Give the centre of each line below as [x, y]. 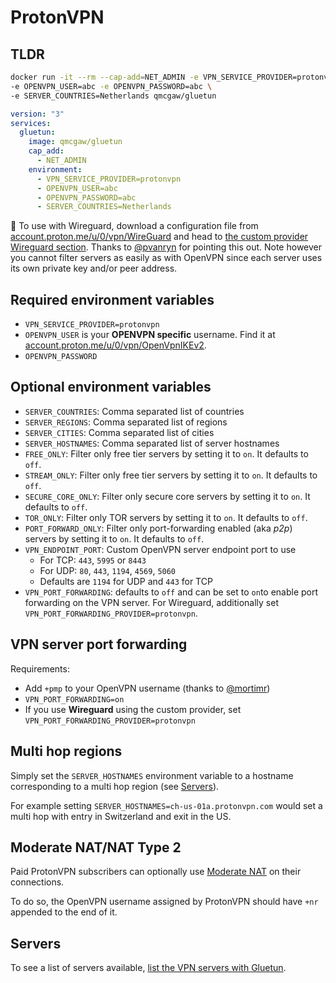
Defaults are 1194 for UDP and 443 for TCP [126, 581]
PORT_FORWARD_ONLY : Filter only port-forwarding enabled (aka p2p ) [158, 528]
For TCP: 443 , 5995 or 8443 [93, 560]
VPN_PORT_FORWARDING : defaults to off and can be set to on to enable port [171, 592]
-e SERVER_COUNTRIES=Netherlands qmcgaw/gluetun [113, 96]
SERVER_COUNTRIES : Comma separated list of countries [134, 411]
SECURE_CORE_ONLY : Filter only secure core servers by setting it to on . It [167, 496]
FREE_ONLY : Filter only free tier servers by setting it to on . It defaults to [166, 453]
